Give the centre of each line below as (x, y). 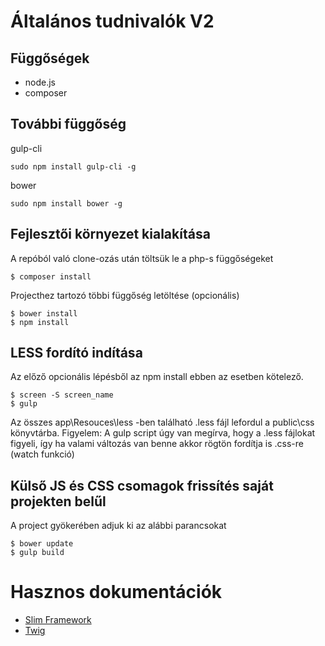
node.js (40, 82)
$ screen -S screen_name (62, 395)
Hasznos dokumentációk (116, 592)
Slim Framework (58, 620)
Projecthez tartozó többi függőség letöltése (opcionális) (125, 295)
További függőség (68, 124)
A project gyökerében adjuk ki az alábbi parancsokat (118, 526)
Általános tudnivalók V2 (112, 21)
